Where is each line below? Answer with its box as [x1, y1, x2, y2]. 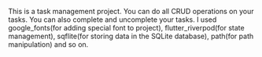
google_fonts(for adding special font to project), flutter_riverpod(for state [8, 23, 245, 32]
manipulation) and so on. [8, 40, 89, 49]
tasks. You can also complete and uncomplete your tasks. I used [8, 15, 217, 24]
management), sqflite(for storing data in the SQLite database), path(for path [8, 31, 254, 41]
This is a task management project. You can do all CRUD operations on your [8, 7, 254, 16]
